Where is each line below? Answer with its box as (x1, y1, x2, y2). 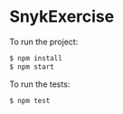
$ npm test (9, 96, 51, 105)
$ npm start (9, 62, 54, 71)
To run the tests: (9, 79, 71, 90)
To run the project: (9, 36, 79, 47)
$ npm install (9, 53, 63, 62)
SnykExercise (9, 6, 115, 27)
